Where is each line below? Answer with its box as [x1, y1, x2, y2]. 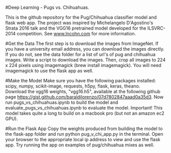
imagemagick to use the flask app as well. [5, 68, 93, 74]
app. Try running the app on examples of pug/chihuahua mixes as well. [5, 142, 155, 148]
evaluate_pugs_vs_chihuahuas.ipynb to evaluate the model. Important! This [5, 105, 163, 111]
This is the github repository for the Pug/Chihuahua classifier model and [5, 14, 157, 20]
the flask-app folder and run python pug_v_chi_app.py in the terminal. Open [5, 131, 163, 137]
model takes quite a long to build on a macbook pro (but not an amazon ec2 [5, 110, 165, 116]
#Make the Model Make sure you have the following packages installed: [5, 78, 156, 83]
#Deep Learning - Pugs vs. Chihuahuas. [5, 5, 89, 10]
